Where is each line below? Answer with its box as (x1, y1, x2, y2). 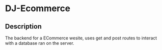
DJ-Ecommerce (5, 3, 70, 14)
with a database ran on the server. (5, 40, 75, 46)
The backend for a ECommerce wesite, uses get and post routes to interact (5, 35, 157, 41)
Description (5, 22, 42, 31)
